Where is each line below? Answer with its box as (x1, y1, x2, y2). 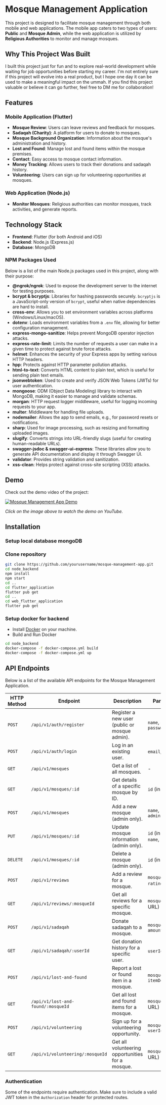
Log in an (112, 741, 133, 748)
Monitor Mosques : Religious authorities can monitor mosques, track (12, 201, 152, 207)
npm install (5, 571, 30, 577)
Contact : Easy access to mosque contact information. (12, 156, 123, 162)
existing (112, 748, 130, 755)
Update (112, 823, 129, 830)
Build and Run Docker (12, 631, 57, 637)
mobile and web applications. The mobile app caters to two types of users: (5, 25, 157, 31)
